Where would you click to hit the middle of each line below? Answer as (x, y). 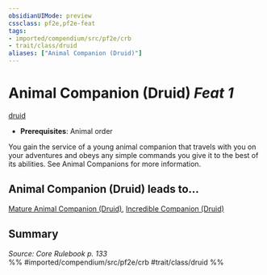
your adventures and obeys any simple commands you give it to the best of (133, 155)
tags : (17, 31)
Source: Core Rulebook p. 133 (58, 253)
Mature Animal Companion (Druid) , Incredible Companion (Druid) (116, 208)
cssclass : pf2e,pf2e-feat (52, 23)
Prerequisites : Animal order (66, 131)
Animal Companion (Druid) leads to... (104, 189)
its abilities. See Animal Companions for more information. (105, 164)
